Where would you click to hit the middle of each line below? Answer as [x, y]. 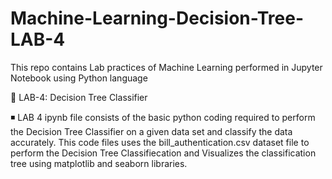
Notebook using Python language [79, 78]
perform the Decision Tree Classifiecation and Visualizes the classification [163, 153]
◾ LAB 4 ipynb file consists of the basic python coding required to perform [163, 117]
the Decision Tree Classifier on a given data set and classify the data [151, 131]
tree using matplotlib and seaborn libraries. [99, 163]
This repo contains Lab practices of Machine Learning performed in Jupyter [166, 67]
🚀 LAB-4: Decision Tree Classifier [79, 97]
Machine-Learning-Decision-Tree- [157, 18]
